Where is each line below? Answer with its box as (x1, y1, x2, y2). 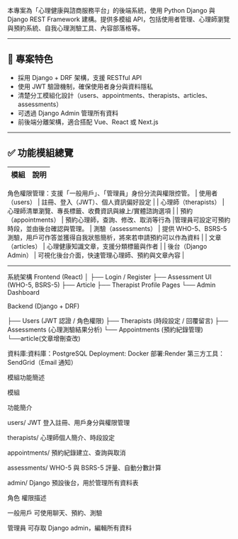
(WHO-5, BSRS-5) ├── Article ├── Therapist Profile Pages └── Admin (7, 280, 216, 289)
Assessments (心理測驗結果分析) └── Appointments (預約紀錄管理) (7, 325, 203, 334)
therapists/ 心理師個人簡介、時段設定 (7, 433, 115, 441)
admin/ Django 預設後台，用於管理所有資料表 (7, 478, 139, 487)
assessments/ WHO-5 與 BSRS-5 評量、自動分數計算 (7, 463, 161, 472)
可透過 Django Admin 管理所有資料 (17, 108, 119, 117)
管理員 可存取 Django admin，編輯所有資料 (7, 523, 132, 532)
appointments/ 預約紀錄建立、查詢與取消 (7, 448, 126, 457)
